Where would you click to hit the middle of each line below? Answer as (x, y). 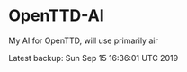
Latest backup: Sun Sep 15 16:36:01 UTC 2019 (93, 58)
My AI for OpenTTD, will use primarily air (83, 40)
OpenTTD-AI (56, 16)
